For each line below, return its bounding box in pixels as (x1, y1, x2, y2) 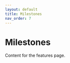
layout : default (5, 7, 38, 12)
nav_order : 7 (5, 16, 31, 21)
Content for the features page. (5, 52, 66, 58)
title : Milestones (5, 12, 42, 16)
